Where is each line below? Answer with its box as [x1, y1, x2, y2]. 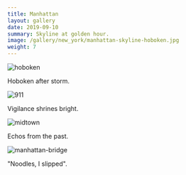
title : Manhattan [7, 10, 59, 18]
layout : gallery [7, 17, 55, 24]
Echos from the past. [7, 132, 69, 140]
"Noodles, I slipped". [7, 159, 67, 168]
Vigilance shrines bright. [7, 105, 79, 112]
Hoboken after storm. [7, 77, 70, 85]
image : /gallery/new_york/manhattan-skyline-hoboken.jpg [7, 37, 180, 44]
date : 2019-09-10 [7, 23, 59, 31]
